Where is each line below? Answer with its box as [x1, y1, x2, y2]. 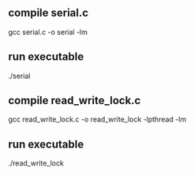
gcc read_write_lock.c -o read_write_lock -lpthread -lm [8, 114, 187, 125]
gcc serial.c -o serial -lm [8, 27, 88, 36]
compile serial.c [8, 6, 89, 20]
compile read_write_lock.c [8, 94, 141, 107]
